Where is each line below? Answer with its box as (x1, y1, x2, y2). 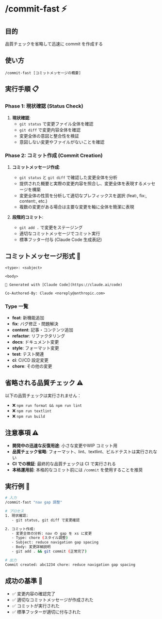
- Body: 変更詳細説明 (11, 544, 51, 550)
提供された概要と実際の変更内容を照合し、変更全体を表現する (19, 180, 143, 186)
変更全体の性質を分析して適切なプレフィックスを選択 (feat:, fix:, (19, 192, 147, 198)
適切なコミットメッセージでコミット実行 (19, 230, 100, 236)
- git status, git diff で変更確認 (11, 518, 80, 523)
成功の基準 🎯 (5, 577, 43, 585)
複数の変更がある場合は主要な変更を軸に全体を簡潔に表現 (19, 204, 134, 209)
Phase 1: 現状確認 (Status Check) (5, 103, 83, 110)
